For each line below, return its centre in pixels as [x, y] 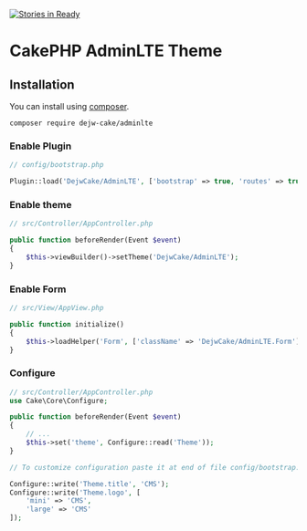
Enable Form [38, 289]
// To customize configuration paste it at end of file [118, 467]
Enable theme [41, 204]
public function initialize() [67, 324]
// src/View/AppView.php [57, 308]
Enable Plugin [41, 146]
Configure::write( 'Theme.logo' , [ [75, 493]
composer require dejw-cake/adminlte [81, 123]
